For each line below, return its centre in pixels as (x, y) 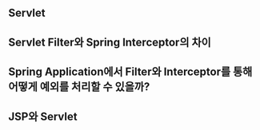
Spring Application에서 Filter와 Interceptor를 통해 (130, 72)
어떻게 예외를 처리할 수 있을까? (79, 87)
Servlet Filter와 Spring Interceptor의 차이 (110, 42)
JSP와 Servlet (43, 116)
